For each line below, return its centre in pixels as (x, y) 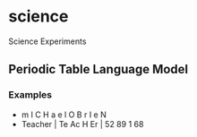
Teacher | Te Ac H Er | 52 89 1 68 (82, 124)
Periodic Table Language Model (98, 69)
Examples (30, 95)
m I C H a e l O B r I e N (64, 115)
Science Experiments (47, 41)
